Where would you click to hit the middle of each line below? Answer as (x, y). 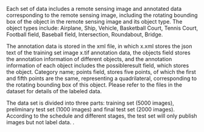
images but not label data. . (40, 122)
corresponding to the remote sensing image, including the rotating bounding (102, 15)
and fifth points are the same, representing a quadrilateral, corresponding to (101, 78)
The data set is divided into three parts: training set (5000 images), (90, 103)
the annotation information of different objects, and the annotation (89, 59)
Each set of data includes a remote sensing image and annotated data (94, 9)
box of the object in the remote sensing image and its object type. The (94, 21)
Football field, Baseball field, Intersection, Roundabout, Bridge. (85, 35)
